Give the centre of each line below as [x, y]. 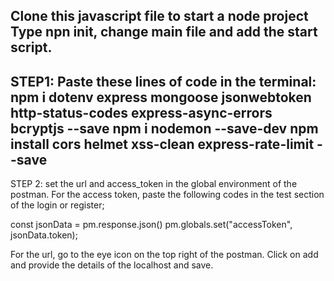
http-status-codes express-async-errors [141, 112]
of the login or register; [57, 205]
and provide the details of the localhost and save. [112, 265]
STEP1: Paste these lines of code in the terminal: [163, 81]
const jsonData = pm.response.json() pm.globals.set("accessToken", [151, 225]
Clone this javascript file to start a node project [159, 16]
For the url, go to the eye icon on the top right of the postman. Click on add [164, 255]
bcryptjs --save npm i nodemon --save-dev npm [164, 128]
